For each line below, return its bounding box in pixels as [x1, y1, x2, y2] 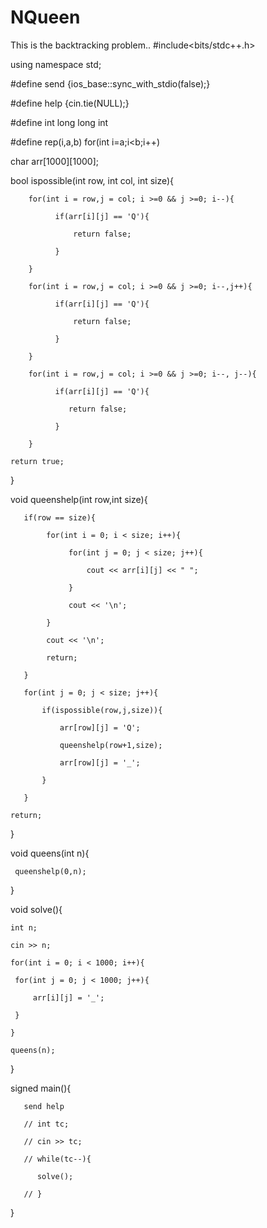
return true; [10, 456, 65, 466]
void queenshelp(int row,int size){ [10, 493, 148, 505]
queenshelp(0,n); [14, 866, 87, 876]
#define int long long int [10, 116, 109, 128]
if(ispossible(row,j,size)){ [41, 705, 163, 715]
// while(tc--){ [23, 1154, 92, 1164]
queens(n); [10, 1045, 56, 1055]
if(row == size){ [23, 512, 97, 523]
